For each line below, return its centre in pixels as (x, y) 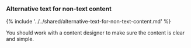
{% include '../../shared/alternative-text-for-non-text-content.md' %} (88, 22)
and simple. (20, 39)
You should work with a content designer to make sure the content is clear (95, 33)
